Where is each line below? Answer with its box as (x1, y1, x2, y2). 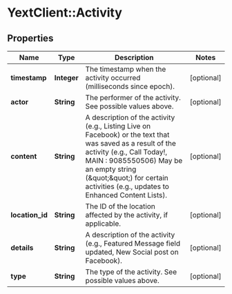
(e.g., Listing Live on (85, 121, 151, 130)
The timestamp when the (85, 64, 166, 74)
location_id (10, 210, 48, 219)
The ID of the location (85, 202, 155, 211)
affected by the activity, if (85, 210, 168, 219)
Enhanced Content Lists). (85, 190, 168, 199)
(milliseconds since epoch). (85, 81, 175, 91)
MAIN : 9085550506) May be (85, 156, 183, 165)
